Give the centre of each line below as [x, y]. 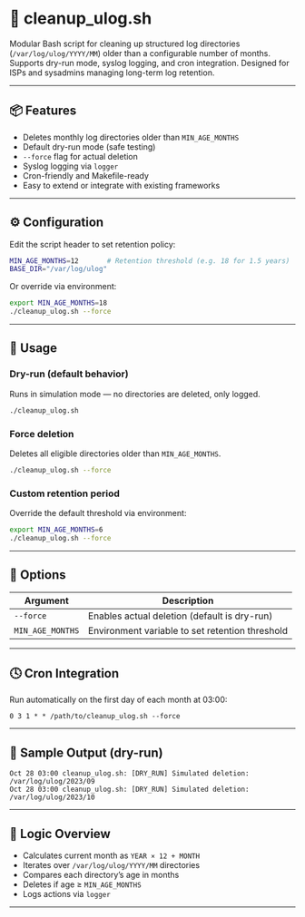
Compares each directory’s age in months [101, 875]
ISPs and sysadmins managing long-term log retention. [112, 73]
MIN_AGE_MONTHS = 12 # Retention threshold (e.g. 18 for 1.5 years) [150, 261]
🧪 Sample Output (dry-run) [86, 752]
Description [188, 600]
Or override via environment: [63, 287]
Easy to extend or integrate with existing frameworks [121, 185]
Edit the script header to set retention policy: [93, 244]
